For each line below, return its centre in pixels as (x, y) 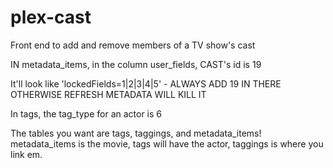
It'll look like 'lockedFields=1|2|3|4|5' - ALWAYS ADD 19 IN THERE (146, 83)
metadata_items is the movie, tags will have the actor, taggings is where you (167, 143)
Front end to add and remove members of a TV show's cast (133, 45)
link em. (26, 154)
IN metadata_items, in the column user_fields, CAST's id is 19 (136, 64)
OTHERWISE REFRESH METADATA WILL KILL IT (108, 94)
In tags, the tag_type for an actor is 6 (86, 113)
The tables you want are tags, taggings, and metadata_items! (136, 133)
